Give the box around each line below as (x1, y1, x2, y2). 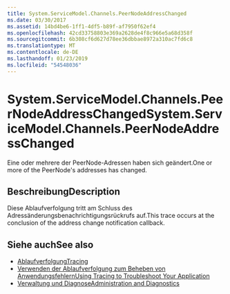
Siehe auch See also (7, 239, 94, 250)
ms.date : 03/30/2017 (7, 17, 67, 24)
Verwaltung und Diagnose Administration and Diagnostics (17, 279, 180, 288)
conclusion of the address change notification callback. (7, 219, 166, 227)
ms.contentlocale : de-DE (7, 49, 79, 56)
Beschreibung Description (7, 185, 121, 197)
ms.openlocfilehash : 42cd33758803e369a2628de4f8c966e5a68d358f (7, 29, 193, 37)
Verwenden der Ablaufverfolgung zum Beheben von (17, 264, 166, 273)
